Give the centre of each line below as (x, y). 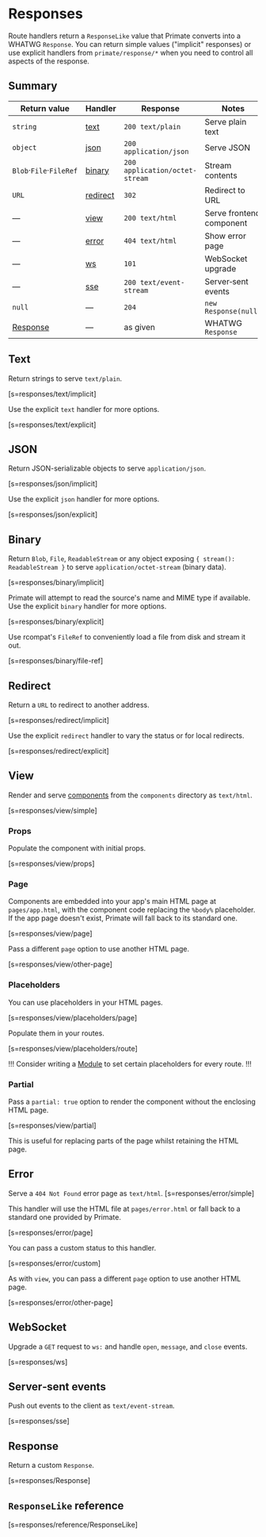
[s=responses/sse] (39, 1421)
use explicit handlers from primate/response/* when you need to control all (131, 52)
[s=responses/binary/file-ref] (56, 661)
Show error (226, 236)
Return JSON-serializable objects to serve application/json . (107, 468)
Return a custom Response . (51, 1466)
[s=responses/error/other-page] (61, 1302)
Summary (33, 86)
